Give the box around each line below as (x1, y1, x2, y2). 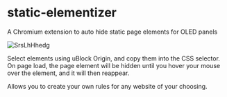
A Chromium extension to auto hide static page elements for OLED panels (7, 28, 218, 36)
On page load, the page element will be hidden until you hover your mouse (7, 61, 221, 69)
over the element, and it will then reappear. (7, 69, 130, 77)
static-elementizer (7, 5, 117, 21)
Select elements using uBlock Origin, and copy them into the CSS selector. (7, 54, 221, 63)
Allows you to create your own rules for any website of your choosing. (7, 82, 208, 90)
